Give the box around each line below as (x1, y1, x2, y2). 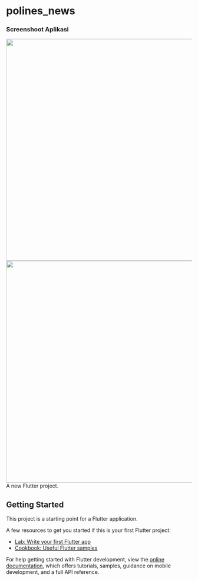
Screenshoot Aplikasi (6, 25, 69, 34)
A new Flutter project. (6, 482, 59, 489)
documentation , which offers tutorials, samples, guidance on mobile (6, 562, 171, 569)
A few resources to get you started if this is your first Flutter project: (6, 527, 171, 534)
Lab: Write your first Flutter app (14, 538, 91, 546)
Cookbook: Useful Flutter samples (14, 544, 98, 551)
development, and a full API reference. (6, 569, 100, 576)
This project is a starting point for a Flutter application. (6, 515, 138, 522)
